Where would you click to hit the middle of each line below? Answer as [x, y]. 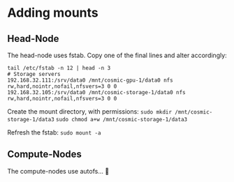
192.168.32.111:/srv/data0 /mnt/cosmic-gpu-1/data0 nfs [90, 80]
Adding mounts [53, 13]
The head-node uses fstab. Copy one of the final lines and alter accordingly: [117, 55]
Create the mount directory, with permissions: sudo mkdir [90, 112]
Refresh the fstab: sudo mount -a [54, 132]
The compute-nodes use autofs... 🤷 [58, 171]
